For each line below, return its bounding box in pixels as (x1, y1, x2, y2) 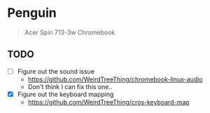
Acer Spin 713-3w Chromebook (24, 28, 115, 36)
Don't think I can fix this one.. (27, 82, 113, 91)
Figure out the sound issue (17, 67, 95, 75)
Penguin (7, 5, 57, 21)
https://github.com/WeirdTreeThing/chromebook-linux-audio (27, 75, 203, 84)
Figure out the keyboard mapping (17, 90, 114, 98)
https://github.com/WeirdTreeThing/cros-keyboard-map (27, 98, 190, 106)
